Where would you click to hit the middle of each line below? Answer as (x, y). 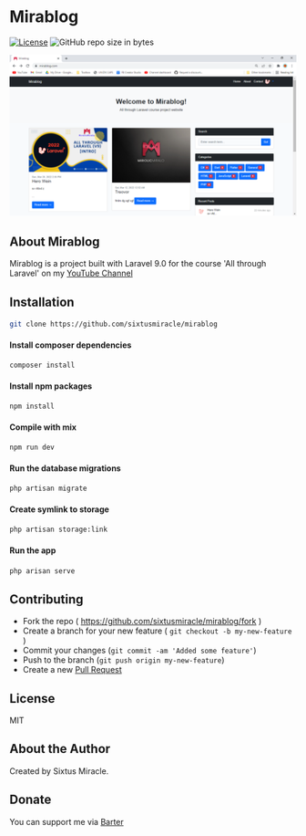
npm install (32, 407)
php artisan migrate (49, 489)
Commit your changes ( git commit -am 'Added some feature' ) (139, 651)
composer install (42, 366)
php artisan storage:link (58, 530)
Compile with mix (43, 427)
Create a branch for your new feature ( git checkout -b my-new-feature (157, 631)
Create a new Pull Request (72, 670)
